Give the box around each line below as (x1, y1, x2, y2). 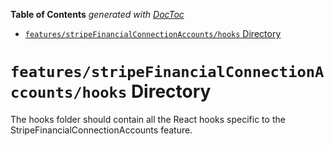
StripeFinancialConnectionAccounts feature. (10, 124, 193, 136)
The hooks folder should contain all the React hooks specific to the (10, 113, 286, 125)
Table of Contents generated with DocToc (10, 9, 185, 20)
